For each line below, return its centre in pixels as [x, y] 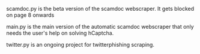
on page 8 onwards [30, 15]
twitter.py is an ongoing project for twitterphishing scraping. [80, 45]
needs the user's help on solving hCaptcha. [60, 33]
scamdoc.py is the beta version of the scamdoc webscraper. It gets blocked [100, 9]
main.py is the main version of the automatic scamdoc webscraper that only [100, 27]
